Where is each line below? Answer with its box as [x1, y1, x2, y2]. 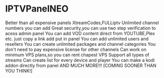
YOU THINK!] [5, 67, 33, 73]
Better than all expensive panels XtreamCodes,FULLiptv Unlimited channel [5, 20, 159, 26]
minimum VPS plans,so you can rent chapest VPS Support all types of [5, 51, 149, 58]
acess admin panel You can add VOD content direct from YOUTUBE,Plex [5, 30, 155, 36]
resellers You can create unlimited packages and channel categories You [5, 41, 156, 47]
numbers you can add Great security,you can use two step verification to [5, 25, 156, 31]
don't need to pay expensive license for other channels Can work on [5, 46, 146, 52]
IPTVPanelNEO [5, 3, 69, 15]
